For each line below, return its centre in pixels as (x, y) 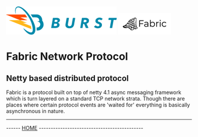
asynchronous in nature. (36, 111)
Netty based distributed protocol (67, 78)
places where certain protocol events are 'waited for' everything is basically (98, 105)
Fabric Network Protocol (67, 57)
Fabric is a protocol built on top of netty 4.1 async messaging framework (94, 92)
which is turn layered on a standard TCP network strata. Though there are (95, 98)
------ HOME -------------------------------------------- (75, 128)
